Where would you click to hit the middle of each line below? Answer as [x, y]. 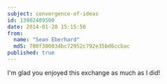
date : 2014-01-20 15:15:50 [47, 27]
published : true [31, 53]
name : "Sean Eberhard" [47, 40]
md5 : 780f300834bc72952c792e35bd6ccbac [72, 46]
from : [15, 33]
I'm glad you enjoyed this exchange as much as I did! [84, 72]
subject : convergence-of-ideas [53, 14]
